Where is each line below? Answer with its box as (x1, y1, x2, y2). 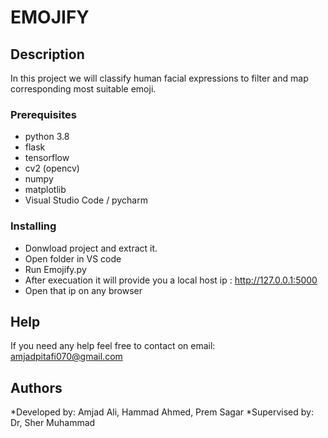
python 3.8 (24, 131, 70, 143)
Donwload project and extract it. (24, 242, 158, 254)
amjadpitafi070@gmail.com (10, 351, 123, 363)
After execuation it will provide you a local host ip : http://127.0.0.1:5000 (24, 274, 318, 286)
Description (10, 46, 85, 63)
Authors (10, 379, 63, 396)
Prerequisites (10, 107, 77, 121)
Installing (10, 219, 57, 233)
